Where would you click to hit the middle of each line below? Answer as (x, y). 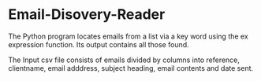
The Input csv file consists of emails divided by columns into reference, (124, 60)
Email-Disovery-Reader (87, 15)
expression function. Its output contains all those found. (99, 44)
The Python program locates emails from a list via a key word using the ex (128, 36)
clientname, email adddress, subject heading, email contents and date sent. (131, 68)
